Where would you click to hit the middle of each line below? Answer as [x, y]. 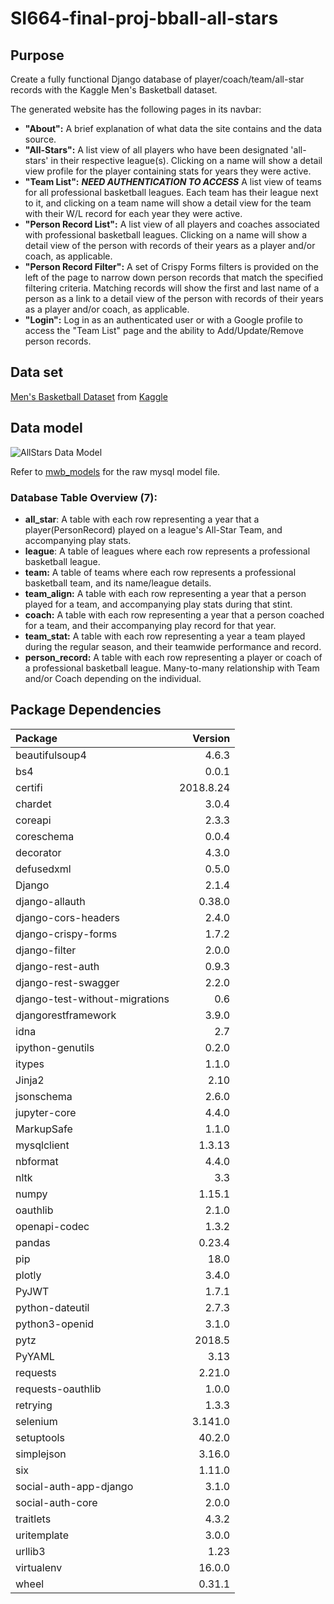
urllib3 [30, 1551]
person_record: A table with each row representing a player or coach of [173, 657]
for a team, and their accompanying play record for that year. [150, 625]
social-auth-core [56, 1502]
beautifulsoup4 [51, 755]
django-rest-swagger [67, 982]
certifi [29, 787]
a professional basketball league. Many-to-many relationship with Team [172, 668]
